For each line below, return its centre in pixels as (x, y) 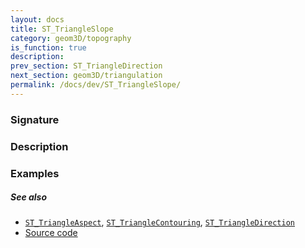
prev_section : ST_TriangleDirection (86, 66)
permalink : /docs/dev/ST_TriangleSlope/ (96, 85)
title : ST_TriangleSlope (62, 29)
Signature (35, 119)
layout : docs (37, 19)
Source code (51, 233)
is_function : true (48, 47)
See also (29, 197)
